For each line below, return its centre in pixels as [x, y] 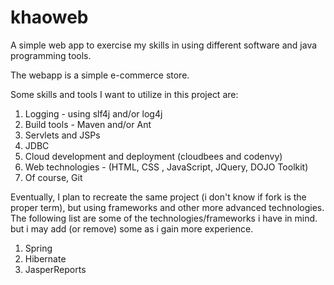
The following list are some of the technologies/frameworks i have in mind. [164, 218]
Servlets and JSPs [62, 135]
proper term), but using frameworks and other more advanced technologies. [167, 207]
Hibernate [45, 258]
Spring [38, 248]
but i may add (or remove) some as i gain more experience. [132, 228]
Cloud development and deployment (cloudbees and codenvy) [153, 156]
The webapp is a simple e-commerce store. [100, 75]
